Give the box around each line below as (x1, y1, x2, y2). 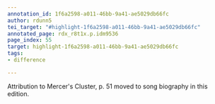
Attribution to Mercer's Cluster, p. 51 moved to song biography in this (7, 82, 208, 91)
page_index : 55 (7, 37, 52, 44)
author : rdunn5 (7, 17, 52, 24)
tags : (7, 50, 23, 57)
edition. (7, 89, 30, 98)
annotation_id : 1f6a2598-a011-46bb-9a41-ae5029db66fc (7, 10, 170, 18)
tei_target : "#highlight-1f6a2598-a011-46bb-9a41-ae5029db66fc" (7, 23, 201, 30)
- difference (7, 57, 46, 64)
